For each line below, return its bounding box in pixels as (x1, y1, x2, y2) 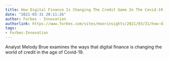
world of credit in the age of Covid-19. (5, 49, 84, 55)
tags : (5, 26, 17, 31)
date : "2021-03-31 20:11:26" (5, 12, 66, 17)
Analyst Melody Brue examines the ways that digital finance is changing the (5, 44, 162, 50)
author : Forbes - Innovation (5, 16, 66, 21)
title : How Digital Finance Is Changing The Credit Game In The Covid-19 (5, 7, 163, 12)
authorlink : (5, 21, 30, 26)
